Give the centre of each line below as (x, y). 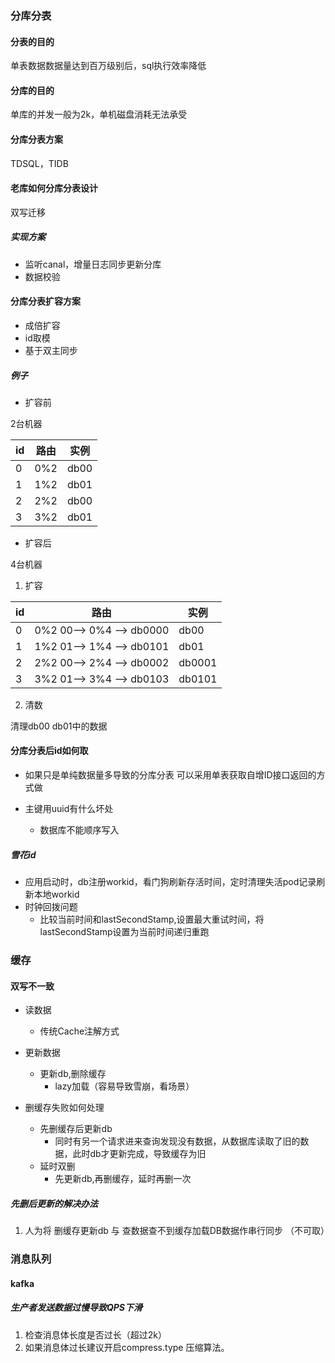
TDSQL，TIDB (39, 163)
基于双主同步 (51, 350)
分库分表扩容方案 (45, 301)
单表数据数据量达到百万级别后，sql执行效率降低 (108, 66)
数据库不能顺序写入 (79, 830)
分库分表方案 (36, 139)
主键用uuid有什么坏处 (69, 809)
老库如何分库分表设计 (54, 188)
